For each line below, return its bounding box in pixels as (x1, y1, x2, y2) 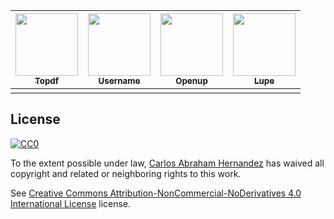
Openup (175, 75, 208, 86)
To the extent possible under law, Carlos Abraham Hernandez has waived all (10, 157, 325, 169)
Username (98, 75, 141, 86)
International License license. (10, 197, 132, 209)
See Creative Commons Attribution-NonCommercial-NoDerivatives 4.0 (10, 187, 302, 199)
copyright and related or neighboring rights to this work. (10, 167, 242, 179)
